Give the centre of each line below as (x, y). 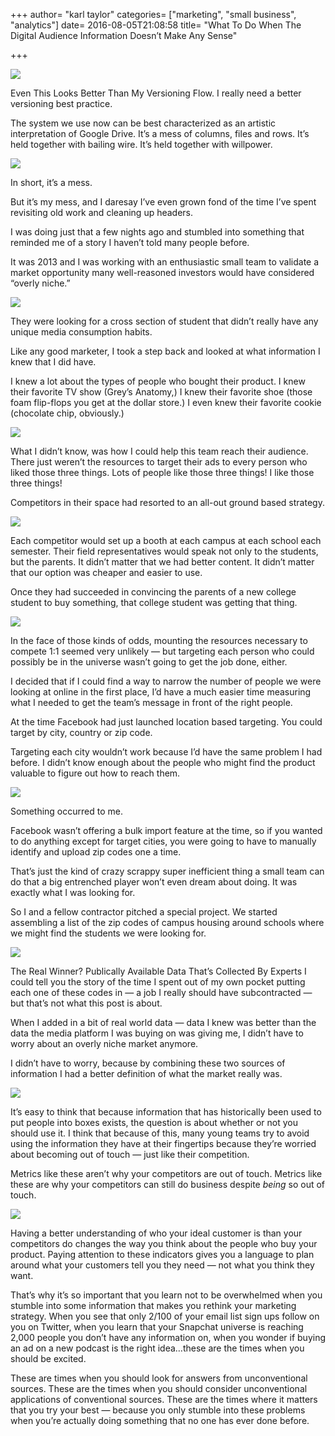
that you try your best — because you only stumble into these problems (158, 1410)
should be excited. (48, 1358)
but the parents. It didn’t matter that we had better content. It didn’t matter (162, 562)
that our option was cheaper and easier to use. (106, 572)
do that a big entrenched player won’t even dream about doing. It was (154, 882)
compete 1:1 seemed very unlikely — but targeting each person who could (162, 651)
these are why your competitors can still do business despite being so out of (168, 1184)
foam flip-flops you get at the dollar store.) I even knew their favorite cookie (166, 402)
